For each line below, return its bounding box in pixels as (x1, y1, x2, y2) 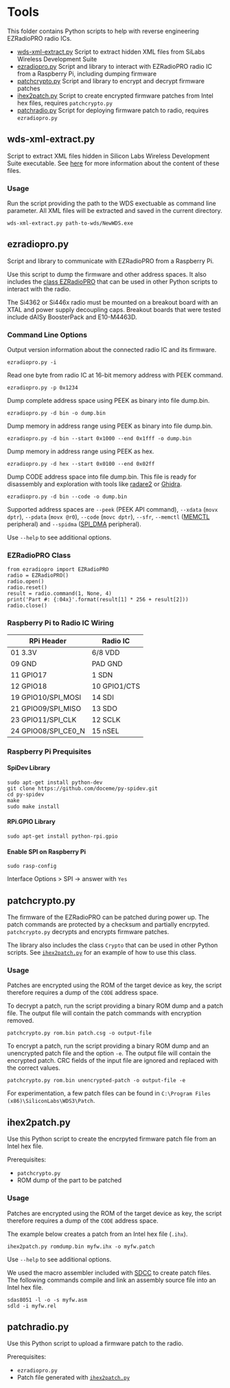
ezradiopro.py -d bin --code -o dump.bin (7, 493, 128, 500)
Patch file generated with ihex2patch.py (16, 1374, 130, 1382)
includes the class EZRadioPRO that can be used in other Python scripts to (7, 277, 218, 286)
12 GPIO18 (10, 681, 47, 691)
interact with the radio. (7, 284, 71, 293)
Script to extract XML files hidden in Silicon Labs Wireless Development (7, 152, 210, 160)
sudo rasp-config (7, 862, 57, 870)
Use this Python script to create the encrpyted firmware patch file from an (7, 1135, 217, 1143)
